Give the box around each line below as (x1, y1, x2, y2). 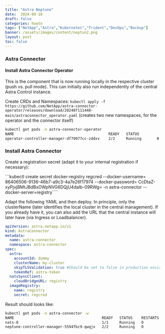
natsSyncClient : (9, 274, 43, 279)
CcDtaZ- (138, 179, 156, 185)
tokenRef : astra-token (14, 270, 60, 275)
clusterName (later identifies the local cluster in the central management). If (5, 204, 158, 210)
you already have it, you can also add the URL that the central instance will (5, 209, 156, 215)
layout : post (5, 35, 32, 40)
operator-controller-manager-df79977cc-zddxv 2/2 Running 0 (5, 136, 160, 141)
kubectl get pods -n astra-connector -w (5, 310, 89, 316)
